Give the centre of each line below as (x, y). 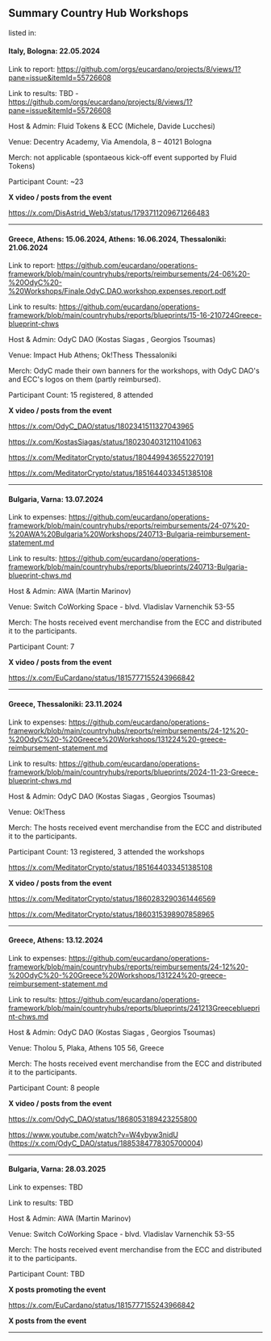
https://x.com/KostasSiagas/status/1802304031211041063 (105, 442)
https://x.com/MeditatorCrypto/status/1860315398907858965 (112, 914)
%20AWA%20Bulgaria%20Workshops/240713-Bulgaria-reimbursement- (129, 534)
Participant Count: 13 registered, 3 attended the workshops (106, 851)
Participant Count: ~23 (46, 182)
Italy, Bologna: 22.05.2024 (54, 51)
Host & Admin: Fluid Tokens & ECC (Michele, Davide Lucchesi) (112, 126)
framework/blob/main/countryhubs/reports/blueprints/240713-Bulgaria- (128, 567)
